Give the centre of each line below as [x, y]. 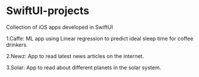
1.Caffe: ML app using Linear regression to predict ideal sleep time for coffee [100, 38]
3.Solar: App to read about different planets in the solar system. [84, 67]
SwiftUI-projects [48, 11]
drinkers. [17, 45]
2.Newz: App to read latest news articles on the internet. [75, 56]
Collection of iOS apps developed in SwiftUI [60, 27]
